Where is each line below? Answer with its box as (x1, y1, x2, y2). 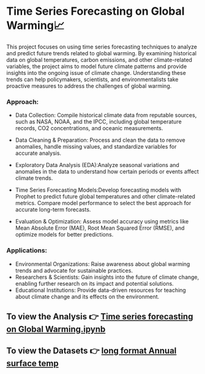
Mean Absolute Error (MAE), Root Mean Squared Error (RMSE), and (15, 224, 185, 232)
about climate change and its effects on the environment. (15, 293, 160, 300)
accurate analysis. (15, 149, 62, 157)
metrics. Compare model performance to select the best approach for (15, 200, 192, 207)
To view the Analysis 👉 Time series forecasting (6, 311, 193, 322)
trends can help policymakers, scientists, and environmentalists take (6, 76, 179, 83)
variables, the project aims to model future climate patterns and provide (6, 63, 187, 70)
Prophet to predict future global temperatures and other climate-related (15, 193, 196, 200)
